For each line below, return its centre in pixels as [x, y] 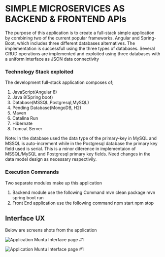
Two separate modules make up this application [54, 183]
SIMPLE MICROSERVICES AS [65, 9]
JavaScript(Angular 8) [35, 92]
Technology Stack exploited [39, 72]
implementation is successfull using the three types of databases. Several [80, 48]
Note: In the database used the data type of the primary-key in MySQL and [81, 138]
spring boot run [28, 197]
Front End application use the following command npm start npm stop [83, 203]
